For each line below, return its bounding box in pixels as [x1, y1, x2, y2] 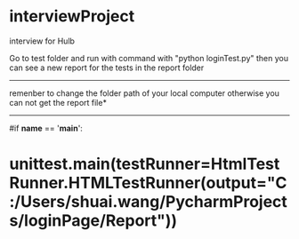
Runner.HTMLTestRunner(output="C [9, 173, 287, 193]
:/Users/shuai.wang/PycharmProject [9, 192, 287, 212]
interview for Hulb [9, 36, 76, 46]
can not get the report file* [9, 97, 107, 108]
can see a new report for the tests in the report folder [9, 62, 205, 73]
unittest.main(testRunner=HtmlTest [9, 154, 280, 174]
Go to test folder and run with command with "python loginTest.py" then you [9, 52, 289, 63]
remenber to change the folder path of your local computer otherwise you [9, 87, 280, 99]
